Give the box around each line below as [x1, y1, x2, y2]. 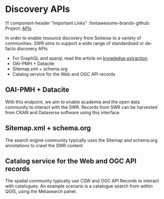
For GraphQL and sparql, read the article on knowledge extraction [12, 55, 148, 61]
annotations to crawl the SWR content [5, 142, 83, 148]
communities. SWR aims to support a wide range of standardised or [5, 40, 145, 46]
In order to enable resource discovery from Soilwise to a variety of [5, 35, 142, 41]
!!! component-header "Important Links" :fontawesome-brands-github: [5, 20, 151, 26]
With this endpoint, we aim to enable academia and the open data [5, 99, 140, 105]
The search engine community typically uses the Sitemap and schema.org [5, 137, 158, 143]
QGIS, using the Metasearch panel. [5, 189, 77, 195]
